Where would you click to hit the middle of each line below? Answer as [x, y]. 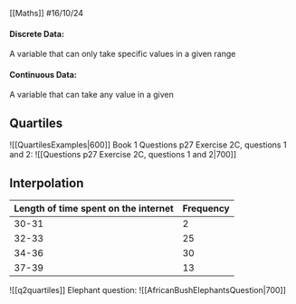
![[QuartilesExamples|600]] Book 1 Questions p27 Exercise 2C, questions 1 [148, 145]
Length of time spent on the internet [94, 209]
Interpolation [47, 183]
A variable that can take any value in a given [91, 95]
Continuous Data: [43, 74]
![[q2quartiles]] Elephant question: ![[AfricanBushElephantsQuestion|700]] [148, 290]
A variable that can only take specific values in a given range [123, 54]
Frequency [206, 209]
